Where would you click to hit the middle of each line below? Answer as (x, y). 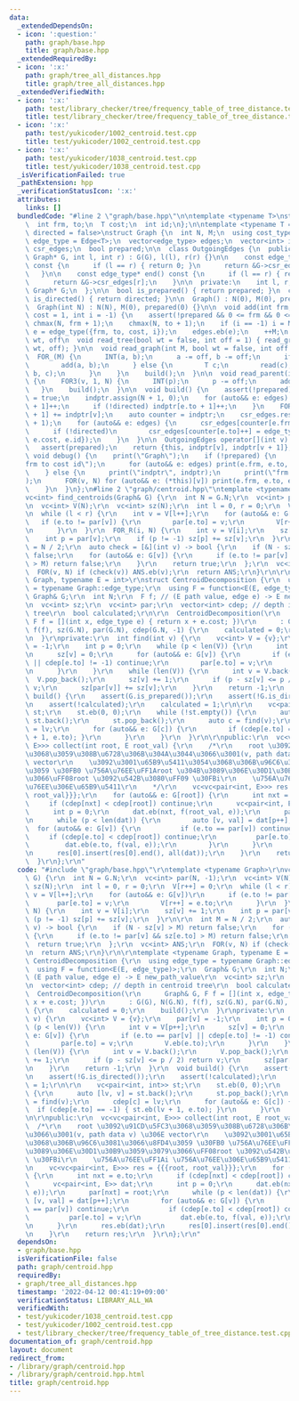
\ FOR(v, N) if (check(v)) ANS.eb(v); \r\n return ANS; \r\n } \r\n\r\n (159, 572)
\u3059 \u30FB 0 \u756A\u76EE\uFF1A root (99, 771)
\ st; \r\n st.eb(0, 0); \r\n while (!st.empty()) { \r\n (141, 713)
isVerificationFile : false (67, 1259)
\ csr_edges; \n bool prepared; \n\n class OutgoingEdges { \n (143, 249)
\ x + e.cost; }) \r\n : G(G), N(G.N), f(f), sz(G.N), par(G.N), (157, 1002)
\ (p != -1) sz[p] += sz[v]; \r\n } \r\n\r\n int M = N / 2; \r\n (149, 919)
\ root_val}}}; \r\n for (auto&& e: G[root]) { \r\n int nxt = (157, 796)
